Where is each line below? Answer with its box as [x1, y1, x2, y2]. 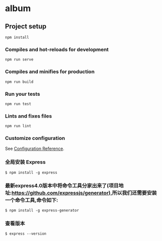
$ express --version [5, 231, 47, 236]
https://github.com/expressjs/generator [11, 189, 109, 196]
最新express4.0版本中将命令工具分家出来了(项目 [5, 182, 119, 189]
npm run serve [5, 57, 34, 62]
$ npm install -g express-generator [5, 208, 79, 213]
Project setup [5, 22, 47, 30]
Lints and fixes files [5, 112, 52, 119]
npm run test [5, 101, 32, 106]
